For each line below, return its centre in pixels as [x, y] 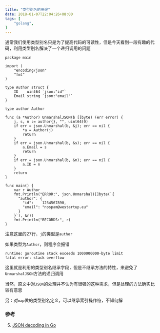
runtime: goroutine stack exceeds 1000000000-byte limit [64, 254]
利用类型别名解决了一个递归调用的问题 [52, 48]
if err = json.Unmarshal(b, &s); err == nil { [62, 143]
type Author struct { [27, 88]
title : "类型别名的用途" [28, 10]
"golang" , [24, 23]
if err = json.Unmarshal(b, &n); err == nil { [62, 160]
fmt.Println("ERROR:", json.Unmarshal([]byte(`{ [64, 194]
